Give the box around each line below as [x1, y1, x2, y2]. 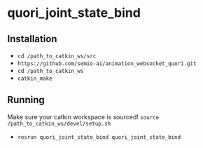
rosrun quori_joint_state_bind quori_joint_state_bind [17, 133, 181, 141]
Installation [7, 33, 57, 45]
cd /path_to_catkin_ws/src [17, 53, 97, 60]
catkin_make [17, 75, 52, 82]
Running [7, 94, 45, 106]
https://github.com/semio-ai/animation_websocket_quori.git [17, 60, 197, 67]
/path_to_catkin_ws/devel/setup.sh [7, 120, 111, 127]
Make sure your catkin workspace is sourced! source [7, 112, 160, 121]
